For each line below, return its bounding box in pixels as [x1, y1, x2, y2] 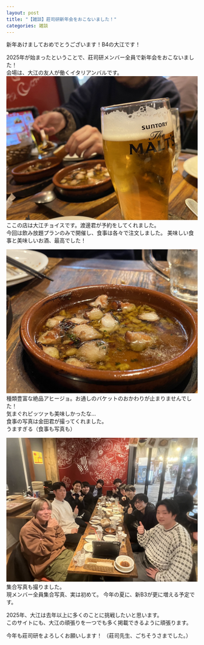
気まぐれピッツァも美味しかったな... [6, 410, 97, 417]
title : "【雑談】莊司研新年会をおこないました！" [6, 16, 117, 23]
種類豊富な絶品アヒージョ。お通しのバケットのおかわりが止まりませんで [6, 395, 187, 402]
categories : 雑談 [6, 23, 49, 29]
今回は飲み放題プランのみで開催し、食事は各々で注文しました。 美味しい [6, 229, 189, 237]
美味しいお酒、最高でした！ [16, 237, 86, 244]
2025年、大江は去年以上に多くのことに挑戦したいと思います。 [6, 612, 163, 619]
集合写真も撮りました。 [6, 583, 65, 591]
